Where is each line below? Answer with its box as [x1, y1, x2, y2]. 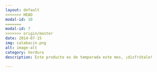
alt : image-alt [5, 45, 37, 50]
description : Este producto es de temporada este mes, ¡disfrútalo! [5, 54, 153, 60]
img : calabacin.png [5, 41, 47, 46]
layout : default [5, 7, 40, 13]
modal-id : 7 [5, 26, 30, 31]
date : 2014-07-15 [5, 36, 42, 41]
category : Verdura [5, 50, 44, 55]
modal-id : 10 [5, 17, 33, 22]
